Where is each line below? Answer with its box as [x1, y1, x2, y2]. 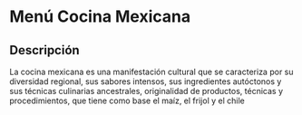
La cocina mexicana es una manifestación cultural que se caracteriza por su [9, 66, 294, 77]
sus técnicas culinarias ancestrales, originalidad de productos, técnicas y [9, 86, 284, 96]
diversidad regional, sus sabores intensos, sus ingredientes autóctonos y [9, 76, 282, 87]
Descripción [9, 43, 80, 58]
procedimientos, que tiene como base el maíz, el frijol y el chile [9, 95, 245, 106]
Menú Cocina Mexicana [9, 6, 191, 27]
